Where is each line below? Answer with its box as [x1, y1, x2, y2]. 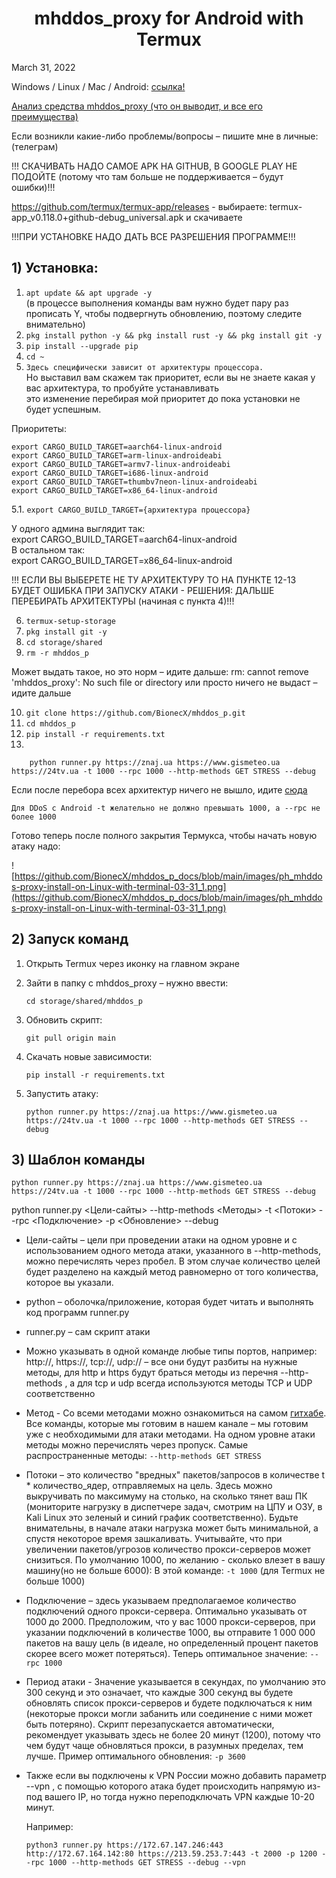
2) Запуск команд [11, 931, 129, 948]
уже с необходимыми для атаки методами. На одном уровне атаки [25, 1428, 316, 1441]
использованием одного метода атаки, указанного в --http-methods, [25, 1245, 321, 1257]
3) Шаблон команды [11, 1151, 146, 1168]
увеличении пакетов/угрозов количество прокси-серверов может [25, 1543, 312, 1556]
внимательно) [25, 318, 86, 330]
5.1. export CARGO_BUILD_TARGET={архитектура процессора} [11, 503, 251, 515]
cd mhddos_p [25, 718, 76, 729]
